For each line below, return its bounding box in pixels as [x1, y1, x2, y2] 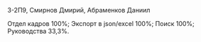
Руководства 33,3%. [7, 27, 70, 35]
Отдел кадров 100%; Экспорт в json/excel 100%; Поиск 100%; [7, 20, 195, 27]
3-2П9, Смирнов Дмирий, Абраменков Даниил [7, 6, 151, 14]
